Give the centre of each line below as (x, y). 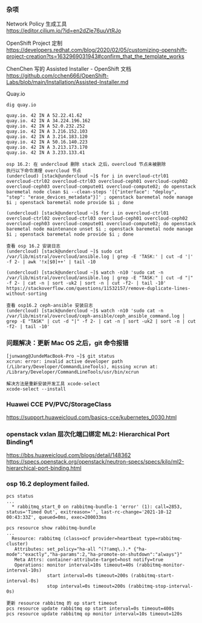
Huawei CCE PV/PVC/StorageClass (59, 404)
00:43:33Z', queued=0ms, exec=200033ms (57, 518)
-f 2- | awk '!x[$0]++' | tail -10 (51, 262)
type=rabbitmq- (163, 539)
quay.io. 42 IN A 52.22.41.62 (44, 116)
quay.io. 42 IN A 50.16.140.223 (47, 142)
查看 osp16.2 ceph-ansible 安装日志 (50, 306)
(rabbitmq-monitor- (161, 565)
